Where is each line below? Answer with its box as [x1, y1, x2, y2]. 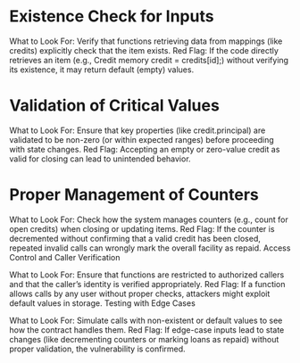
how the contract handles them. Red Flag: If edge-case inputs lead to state [9, 324, 285, 335]
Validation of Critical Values [9, 95, 221, 116]
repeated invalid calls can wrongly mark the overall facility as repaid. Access [9, 243, 291, 253]
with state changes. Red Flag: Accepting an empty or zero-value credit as [9, 144, 280, 154]
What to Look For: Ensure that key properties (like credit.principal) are [9, 125, 266, 136]
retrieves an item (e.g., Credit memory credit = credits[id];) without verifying [9, 54, 288, 65]
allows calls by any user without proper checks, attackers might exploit [9, 288, 271, 299]
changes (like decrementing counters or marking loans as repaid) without [9, 334, 279, 344]
